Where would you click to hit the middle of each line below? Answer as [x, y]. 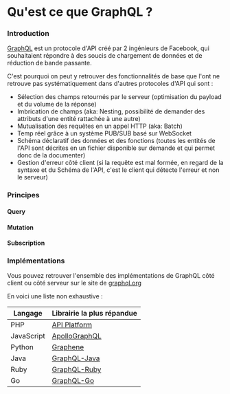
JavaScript [28, 336]
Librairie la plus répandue [94, 314]
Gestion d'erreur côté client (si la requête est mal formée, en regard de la [120, 163]
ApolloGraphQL [77, 336]
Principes [23, 195]
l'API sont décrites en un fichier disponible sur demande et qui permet [116, 148]
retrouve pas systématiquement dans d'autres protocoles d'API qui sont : [110, 84]
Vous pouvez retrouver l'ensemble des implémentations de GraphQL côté [111, 276]
